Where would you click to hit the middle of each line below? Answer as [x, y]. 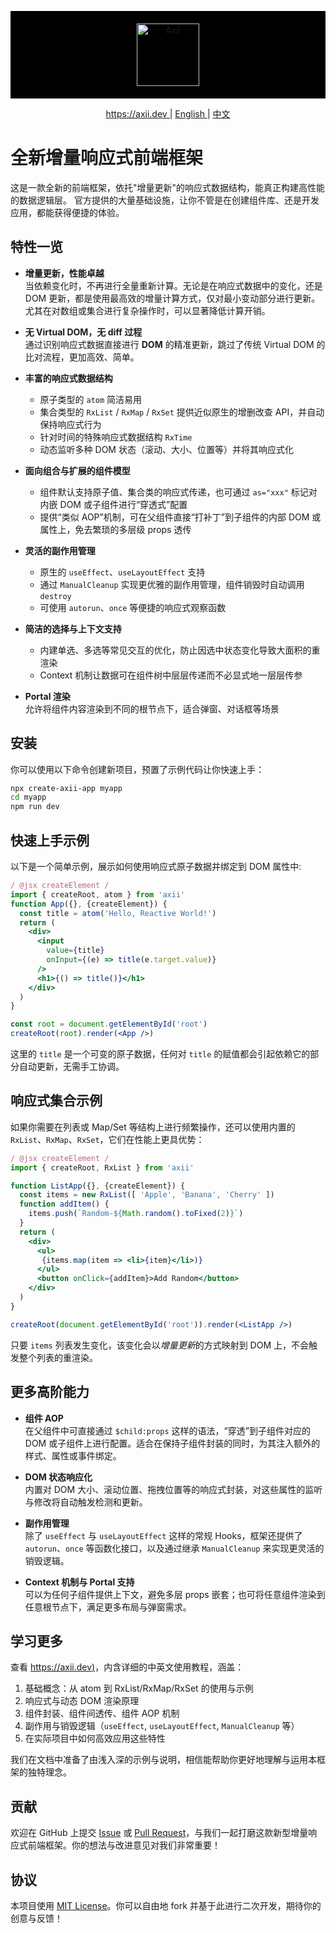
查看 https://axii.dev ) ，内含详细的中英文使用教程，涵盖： [127, 1667]
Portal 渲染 [47, 696]
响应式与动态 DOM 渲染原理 [82, 1701]
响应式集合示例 [56, 1101]
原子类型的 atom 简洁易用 [91, 399]
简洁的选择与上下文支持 [73, 628]
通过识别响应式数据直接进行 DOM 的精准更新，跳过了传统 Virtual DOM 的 [175, 344]
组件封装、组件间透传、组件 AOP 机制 [102, 1713]
